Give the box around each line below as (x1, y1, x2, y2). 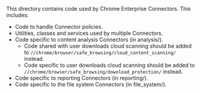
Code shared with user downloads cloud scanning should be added (23, 42, 192, 49)
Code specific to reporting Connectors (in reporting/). (14, 75, 149, 81)
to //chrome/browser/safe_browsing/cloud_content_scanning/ (23, 49, 176, 56)
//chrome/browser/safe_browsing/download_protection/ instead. (23, 68, 183, 75)
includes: (6, 11, 29, 19)
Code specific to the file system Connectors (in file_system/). (14, 81, 167, 88)
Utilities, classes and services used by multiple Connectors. (14, 30, 163, 37)
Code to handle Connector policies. (14, 23, 104, 30)
